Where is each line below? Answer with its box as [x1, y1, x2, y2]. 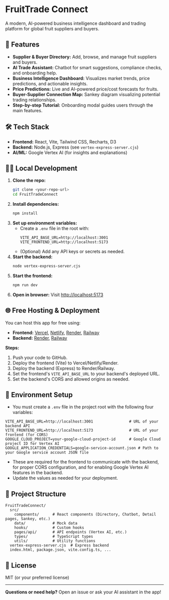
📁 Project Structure [5, 489, 66, 498]
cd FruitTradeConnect [12, 192, 58, 197]
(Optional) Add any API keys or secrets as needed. [20, 249, 125, 254]
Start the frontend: [12, 272, 53, 279]
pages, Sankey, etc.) [5, 517, 51, 522]
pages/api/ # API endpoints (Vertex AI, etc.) [14, 530, 127, 535]
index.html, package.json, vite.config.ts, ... [10, 547, 112, 552]
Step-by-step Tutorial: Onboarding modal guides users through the [12, 102, 153, 108]
